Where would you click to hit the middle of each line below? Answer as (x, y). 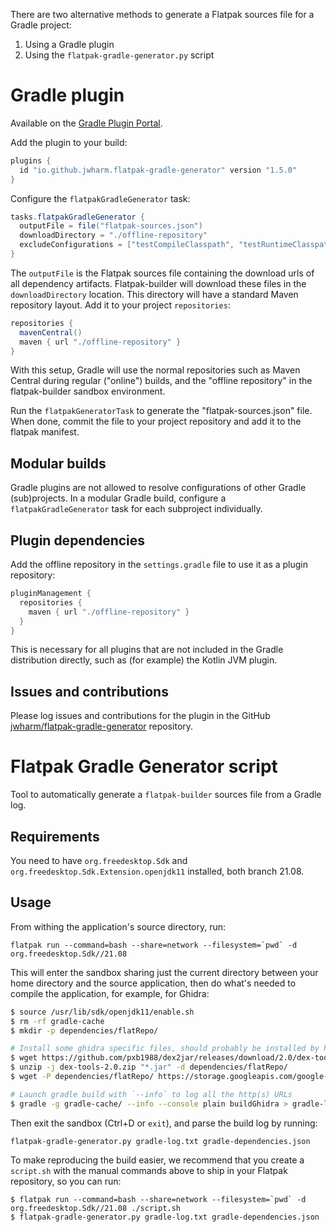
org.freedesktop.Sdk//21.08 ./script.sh (96, 1208)
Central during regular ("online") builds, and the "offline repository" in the (161, 381)
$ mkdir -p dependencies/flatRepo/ (84, 1030)
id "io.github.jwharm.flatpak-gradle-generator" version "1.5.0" (158, 170)
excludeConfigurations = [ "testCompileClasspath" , (127, 245)
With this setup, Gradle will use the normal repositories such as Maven (155, 370)
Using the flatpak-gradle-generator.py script (119, 55)
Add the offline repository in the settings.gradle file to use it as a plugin (159, 565)
